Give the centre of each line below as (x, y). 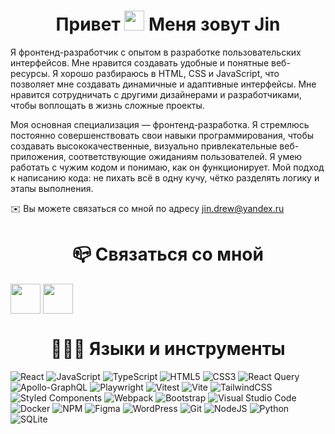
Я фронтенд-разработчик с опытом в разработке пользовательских (156, 52)
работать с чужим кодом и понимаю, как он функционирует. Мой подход (167, 167)
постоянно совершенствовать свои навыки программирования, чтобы (162, 135)
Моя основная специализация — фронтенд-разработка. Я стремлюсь (160, 124)
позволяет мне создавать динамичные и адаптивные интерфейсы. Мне (163, 84)
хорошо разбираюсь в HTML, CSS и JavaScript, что (170, 73)
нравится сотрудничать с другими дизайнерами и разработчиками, (156, 94)
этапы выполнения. (52, 188)
